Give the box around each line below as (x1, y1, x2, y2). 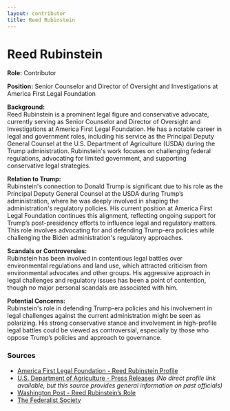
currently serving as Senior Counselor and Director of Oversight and (7, 118, 201, 126)
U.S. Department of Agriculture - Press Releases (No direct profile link (17, 374, 216, 382)
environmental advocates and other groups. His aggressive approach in (7, 269, 211, 277)
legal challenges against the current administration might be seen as (7, 312, 201, 320)
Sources (7, 351, 36, 361)
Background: (7, 103, 45, 111)
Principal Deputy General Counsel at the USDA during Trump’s (7, 190, 184, 198)
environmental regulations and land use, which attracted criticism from (7, 261, 208, 270)
